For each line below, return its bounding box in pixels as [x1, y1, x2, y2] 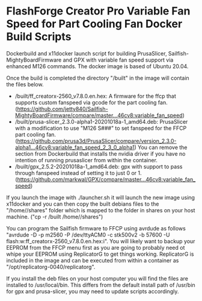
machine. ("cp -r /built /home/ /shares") [6, 213, 103, 220]
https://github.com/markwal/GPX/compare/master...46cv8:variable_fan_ [17, 176, 196, 183]
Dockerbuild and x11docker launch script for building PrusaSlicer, [6, 49, 167, 57]
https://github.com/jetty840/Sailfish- [17, 105, 108, 112]
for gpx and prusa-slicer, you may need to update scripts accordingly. [6, 288, 179, 295]
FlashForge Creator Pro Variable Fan [6, 4, 191, 18]
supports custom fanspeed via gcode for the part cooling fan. [14, 98, 168, 106]
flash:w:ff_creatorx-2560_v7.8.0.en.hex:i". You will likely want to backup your [6, 237, 195, 245]
